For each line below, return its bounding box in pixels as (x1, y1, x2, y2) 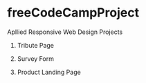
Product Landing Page (17, 68, 81, 76)
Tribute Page (17, 41, 54, 49)
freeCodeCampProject (7, 5, 140, 21)
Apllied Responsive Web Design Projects (7, 28, 123, 36)
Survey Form (17, 54, 54, 63)
